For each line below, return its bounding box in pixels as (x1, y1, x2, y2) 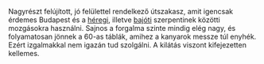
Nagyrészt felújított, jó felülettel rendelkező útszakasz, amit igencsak (8, 7, 233, 16)
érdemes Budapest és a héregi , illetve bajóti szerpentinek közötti (8, 15, 220, 24)
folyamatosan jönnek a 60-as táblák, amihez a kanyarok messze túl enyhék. (8, 32, 257, 41)
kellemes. (8, 49, 40, 58)
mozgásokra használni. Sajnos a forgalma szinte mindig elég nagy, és (8, 24, 236, 32)
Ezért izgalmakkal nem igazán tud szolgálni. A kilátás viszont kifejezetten (8, 40, 247, 50)
